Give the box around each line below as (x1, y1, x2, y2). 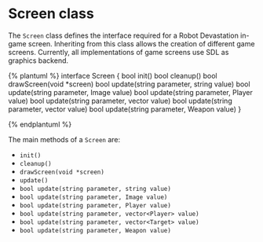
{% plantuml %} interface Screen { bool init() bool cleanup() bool (8, 71, 217, 80)
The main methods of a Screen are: (8, 134, 121, 144)
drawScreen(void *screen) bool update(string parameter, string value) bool (8, 79, 250, 89)
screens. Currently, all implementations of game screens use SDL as (8, 47, 229, 57)
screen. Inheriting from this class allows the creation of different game (27, 38, 255, 48)
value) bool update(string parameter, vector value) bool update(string (8, 96, 233, 105)
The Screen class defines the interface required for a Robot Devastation (8, 31, 239, 40)
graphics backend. (8, 56, 69, 65)
